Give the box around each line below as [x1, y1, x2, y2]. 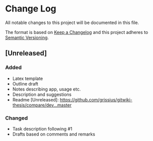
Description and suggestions [12, 91, 72, 97]
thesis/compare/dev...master [12, 102, 72, 108]
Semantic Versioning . [5, 34, 49, 40]
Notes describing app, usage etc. [12, 86, 81, 92]
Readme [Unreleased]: [12, 96, 59, 102]
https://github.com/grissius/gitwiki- [59, 96, 133, 102]
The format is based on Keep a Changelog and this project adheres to [5, 29, 149, 35]
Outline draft [12, 80, 38, 86]
